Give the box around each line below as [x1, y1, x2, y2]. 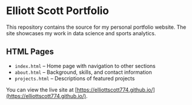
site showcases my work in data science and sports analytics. [6, 29, 156, 36]
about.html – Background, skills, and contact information [14, 69, 152, 76]
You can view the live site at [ [6, 86, 78, 93]
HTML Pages [6, 47, 54, 57]
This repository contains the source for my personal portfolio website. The [6, 23, 187, 31]
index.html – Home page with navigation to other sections [14, 62, 156, 69]
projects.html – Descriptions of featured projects [14, 74, 135, 82]
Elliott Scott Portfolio [6, 4, 110, 18]
